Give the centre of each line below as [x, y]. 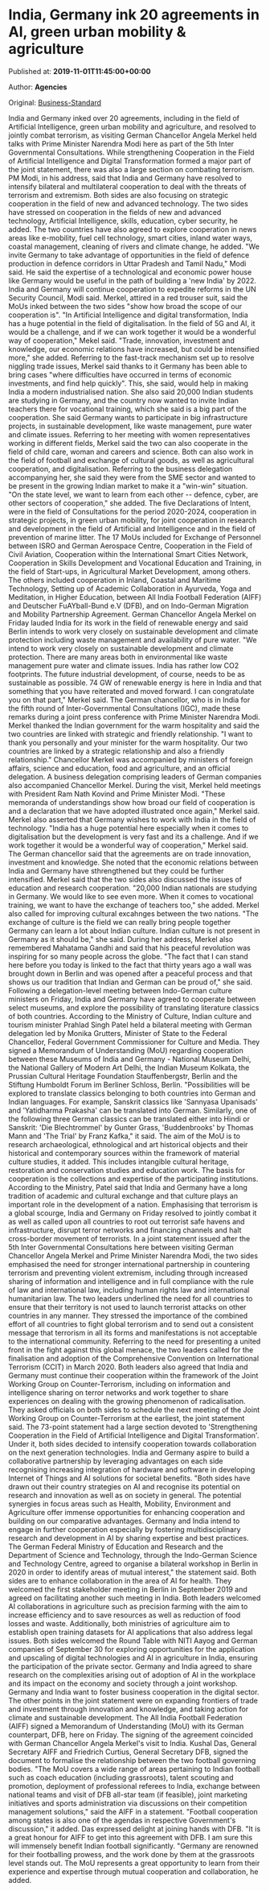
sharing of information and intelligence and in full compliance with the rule [131, 1281]
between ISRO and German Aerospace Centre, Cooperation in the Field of [131, 546]
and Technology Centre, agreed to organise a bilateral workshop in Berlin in [133, 1563]
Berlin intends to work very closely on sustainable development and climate [133, 631]
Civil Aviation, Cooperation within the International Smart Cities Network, [128, 554]
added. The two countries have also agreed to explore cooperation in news [133, 229]
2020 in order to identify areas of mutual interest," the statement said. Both [133, 1572]
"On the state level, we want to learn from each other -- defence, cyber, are [133, 494]
